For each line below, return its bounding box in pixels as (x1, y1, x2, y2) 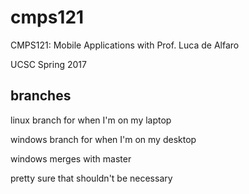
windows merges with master (10, 152, 132, 165)
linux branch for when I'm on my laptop (10, 114, 172, 126)
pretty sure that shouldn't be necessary (10, 172, 173, 184)
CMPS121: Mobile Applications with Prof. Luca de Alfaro (10, 39, 240, 51)
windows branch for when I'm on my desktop (10, 133, 197, 145)
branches (10, 87, 72, 105)
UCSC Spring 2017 (10, 58, 87, 70)
